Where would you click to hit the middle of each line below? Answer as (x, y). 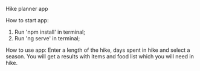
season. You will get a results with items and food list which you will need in (100, 56)
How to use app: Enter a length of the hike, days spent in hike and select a (98, 50)
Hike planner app (27, 9)
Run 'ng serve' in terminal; (47, 38)
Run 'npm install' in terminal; (50, 32)
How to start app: (27, 20)
